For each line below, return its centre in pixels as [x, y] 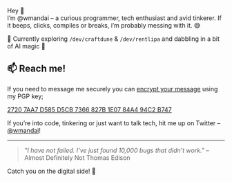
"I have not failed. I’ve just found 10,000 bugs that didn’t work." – [116, 150]
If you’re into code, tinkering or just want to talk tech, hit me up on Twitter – [114, 123]
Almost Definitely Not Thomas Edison [77, 157]
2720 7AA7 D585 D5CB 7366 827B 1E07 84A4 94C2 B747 [90, 109]
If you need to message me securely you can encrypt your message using [113, 89]
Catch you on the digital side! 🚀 [51, 171]
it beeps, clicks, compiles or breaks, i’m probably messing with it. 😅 [104, 25]
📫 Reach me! [37, 69]
